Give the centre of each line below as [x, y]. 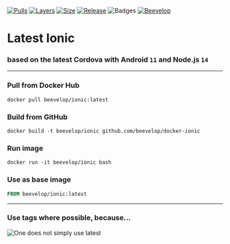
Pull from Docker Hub [43, 86]
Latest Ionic [41, 38]
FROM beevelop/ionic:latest [47, 194]
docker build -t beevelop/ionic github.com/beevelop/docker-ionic [104, 131]
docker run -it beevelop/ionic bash [59, 162]
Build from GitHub [38, 117]
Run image [25, 148]
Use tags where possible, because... [69, 218]
